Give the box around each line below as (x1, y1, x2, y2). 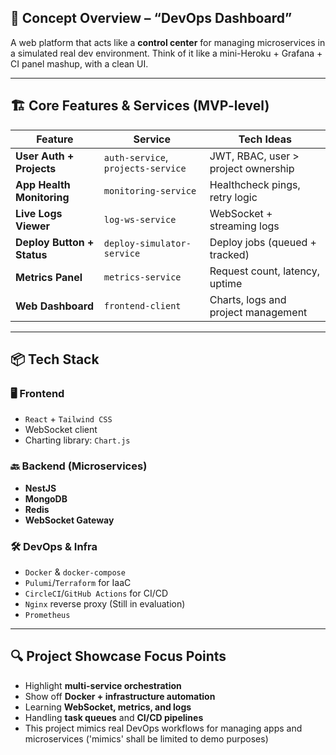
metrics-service (103, 271, 182, 283)
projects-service (103, 162, 187, 174)
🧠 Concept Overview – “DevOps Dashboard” (10, 10, 293, 27)
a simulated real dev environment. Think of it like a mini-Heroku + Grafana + (10, 47, 323, 59)
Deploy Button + (15, 235, 95, 249)
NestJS (24, 482, 57, 494)
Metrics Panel (15, 270, 83, 284)
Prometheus (24, 610, 71, 620)
